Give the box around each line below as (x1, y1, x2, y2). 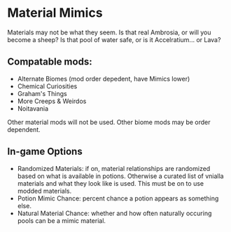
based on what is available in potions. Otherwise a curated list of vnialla (17, 172, 224, 180)
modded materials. (17, 186, 72, 195)
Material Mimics (7, 5, 103, 21)
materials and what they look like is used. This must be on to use (17, 179, 204, 187)
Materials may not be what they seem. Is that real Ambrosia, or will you (7, 28, 211, 36)
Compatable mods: (7, 56, 92, 68)
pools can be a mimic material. (17, 216, 106, 225)
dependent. (7, 125, 41, 134)
